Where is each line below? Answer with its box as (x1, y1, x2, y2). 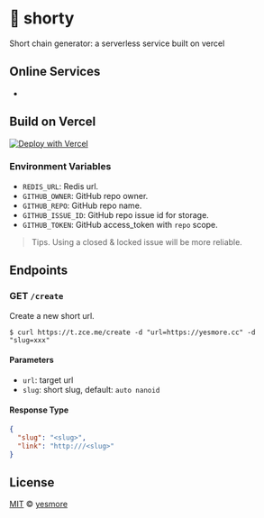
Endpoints (9, 263, 68, 278)
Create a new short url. (9, 310, 95, 321)
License (9, 475, 55, 490)
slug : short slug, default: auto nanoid (22, 384, 160, 395)
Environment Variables (9, 160, 112, 173)
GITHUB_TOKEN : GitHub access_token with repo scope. (22, 219, 218, 230)
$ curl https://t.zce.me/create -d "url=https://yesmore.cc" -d (9, 328, 256, 337)
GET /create (9, 290, 64, 303)
